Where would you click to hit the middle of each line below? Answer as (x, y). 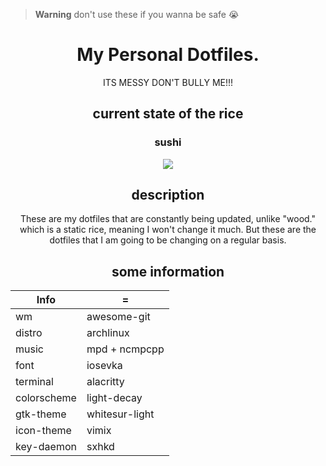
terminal (34, 382)
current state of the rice (168, 114)
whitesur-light (120, 414)
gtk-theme (41, 414)
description (168, 195)
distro (29, 333)
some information (168, 271)
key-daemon (46, 447)
